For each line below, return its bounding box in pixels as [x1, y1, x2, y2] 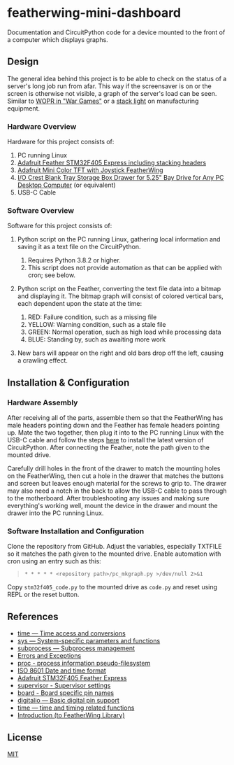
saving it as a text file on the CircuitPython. [17, 243, 141, 251]
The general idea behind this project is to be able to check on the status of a [7, 74, 227, 83]
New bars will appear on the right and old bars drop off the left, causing [17, 349, 224, 358]
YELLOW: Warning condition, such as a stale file [27, 321, 166, 329]
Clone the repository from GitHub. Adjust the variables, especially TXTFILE [7, 542, 222, 551]
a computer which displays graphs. [7, 35, 108, 43]
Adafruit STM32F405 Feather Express [17, 674, 127, 682]
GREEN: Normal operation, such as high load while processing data [27, 328, 221, 337]
